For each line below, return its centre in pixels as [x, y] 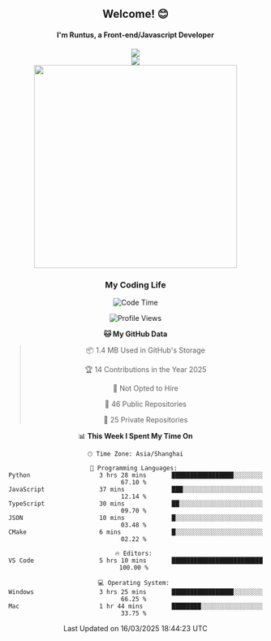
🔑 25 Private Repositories [146, 419]
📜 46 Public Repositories [146, 404]
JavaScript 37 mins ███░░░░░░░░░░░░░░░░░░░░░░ [135, 489]
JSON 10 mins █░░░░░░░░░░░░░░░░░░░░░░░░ [135, 518]
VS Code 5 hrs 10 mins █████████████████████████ [135, 561]
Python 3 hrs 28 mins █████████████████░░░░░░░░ [135, 475]
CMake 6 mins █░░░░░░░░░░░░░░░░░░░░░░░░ [135, 532]
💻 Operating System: [133, 583]
